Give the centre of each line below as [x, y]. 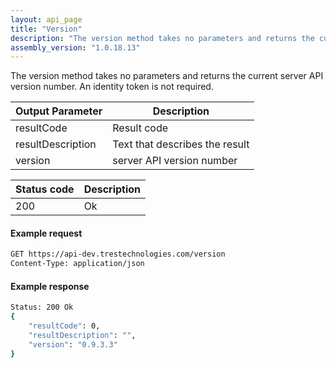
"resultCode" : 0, [64, 326]
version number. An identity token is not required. [112, 87]
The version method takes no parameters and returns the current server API [167, 76]
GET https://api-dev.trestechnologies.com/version [118, 254]
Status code [45, 189]
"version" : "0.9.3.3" [73, 344]
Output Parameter [59, 111]
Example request [46, 233]
